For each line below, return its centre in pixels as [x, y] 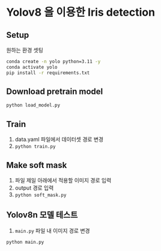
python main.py [25, 242]
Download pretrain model [55, 92]
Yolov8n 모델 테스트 [42, 215]
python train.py [35, 147]
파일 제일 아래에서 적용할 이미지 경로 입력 [63, 180]
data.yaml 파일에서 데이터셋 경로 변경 [59, 140]
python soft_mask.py [41, 195]
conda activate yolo [32, 67]
